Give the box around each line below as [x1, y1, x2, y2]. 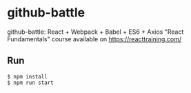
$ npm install [7, 73, 48, 80]
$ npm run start [7, 79, 54, 86]
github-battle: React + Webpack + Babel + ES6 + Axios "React [7, 28, 184, 36]
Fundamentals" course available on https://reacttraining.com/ [7, 34, 181, 43]
